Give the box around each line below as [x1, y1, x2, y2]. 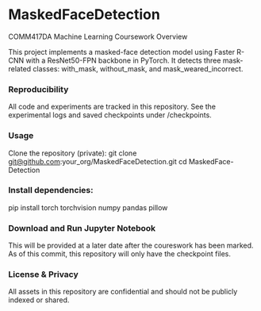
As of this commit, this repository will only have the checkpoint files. [8, 249, 232, 259]
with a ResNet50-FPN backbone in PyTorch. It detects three [25, 56, 221, 65]
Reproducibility [8, 83, 69, 94]
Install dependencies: [8, 185, 94, 196]
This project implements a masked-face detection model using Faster [8, 47, 236, 56]
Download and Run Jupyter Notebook [8, 222, 156, 233]
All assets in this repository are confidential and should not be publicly [8, 287, 238, 297]
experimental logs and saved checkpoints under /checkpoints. [8, 110, 212, 120]
